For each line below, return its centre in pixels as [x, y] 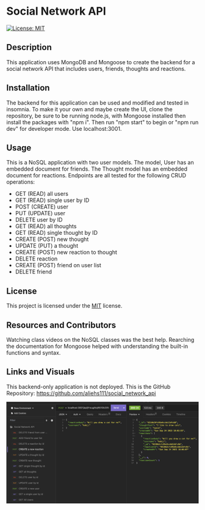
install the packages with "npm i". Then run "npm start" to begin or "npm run [103, 122]
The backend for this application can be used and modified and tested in [98, 103]
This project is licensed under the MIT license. [64, 306]
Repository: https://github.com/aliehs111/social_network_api [81, 393]
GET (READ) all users [42, 194]
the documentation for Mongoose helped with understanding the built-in [97, 346]
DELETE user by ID [39, 220]
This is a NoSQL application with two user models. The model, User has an [100, 163]
